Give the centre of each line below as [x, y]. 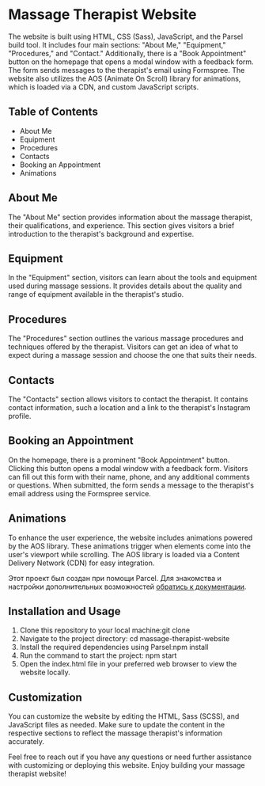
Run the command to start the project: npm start [98, 655]
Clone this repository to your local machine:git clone [105, 630]
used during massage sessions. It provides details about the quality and [125, 286]
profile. [20, 416]
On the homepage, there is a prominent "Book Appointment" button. [119, 460]
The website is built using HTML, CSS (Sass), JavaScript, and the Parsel [126, 36]
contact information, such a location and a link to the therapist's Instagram [129, 408]
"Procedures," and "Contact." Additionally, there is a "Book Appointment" [127, 53]
